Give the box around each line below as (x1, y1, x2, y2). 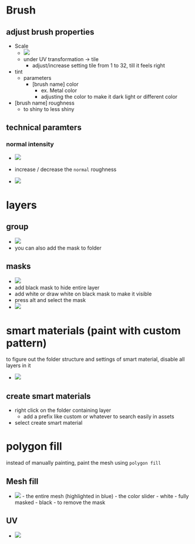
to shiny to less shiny (23, 106, 75, 112)
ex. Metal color (41, 87, 78, 94)
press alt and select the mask (14, 296, 86, 303)
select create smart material (14, 419, 83, 427)
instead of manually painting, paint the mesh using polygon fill (6, 459, 162, 466)
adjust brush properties (6, 27, 95, 37)
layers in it (6, 362, 31, 369)
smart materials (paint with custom (6, 324, 181, 337)
